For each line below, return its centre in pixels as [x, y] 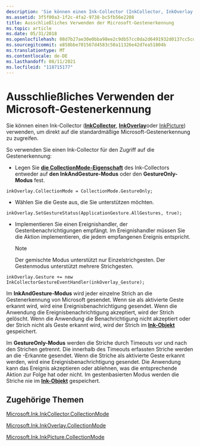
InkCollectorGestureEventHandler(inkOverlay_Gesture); [76, 283]
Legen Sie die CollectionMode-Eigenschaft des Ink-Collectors [92, 168]
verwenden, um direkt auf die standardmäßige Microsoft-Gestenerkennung [98, 132]
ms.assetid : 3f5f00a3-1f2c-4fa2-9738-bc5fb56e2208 [70, 17]
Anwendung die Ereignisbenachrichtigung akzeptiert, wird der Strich [90, 313]
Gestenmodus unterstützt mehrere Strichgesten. [74, 266]
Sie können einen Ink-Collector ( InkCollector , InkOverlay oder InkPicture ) [96, 126]
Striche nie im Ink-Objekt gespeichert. [53, 381]
